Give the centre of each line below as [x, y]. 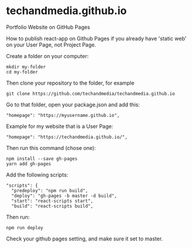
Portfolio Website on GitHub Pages [48, 27]
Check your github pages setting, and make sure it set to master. [85, 239]
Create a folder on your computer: [47, 56]
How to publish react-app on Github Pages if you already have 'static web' [96, 38]
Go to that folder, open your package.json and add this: [73, 105]
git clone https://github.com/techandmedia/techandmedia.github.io [91, 93]
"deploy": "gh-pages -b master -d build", [64, 196]
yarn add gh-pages [29, 164]
